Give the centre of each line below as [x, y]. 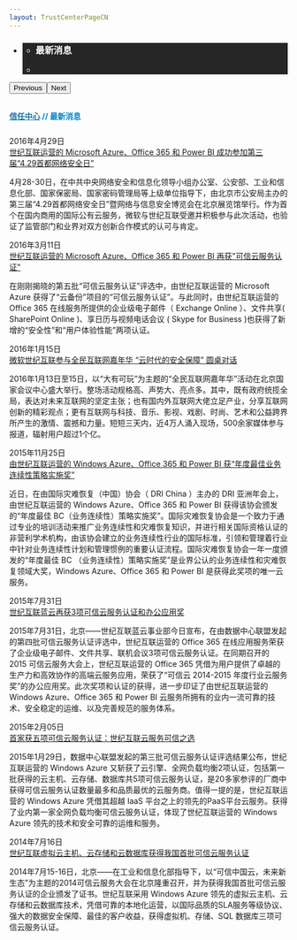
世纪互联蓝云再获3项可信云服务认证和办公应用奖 [97, 612]
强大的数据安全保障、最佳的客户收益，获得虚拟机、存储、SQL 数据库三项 [142, 915]
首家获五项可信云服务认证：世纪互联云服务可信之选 [102, 737]
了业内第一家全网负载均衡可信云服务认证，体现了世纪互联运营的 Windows [143, 812]
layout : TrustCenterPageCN [59, 17]
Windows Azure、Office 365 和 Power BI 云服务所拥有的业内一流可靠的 [138, 697]
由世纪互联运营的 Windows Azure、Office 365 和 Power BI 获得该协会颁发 [144, 504]
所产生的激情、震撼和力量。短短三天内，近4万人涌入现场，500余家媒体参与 [147, 423]
